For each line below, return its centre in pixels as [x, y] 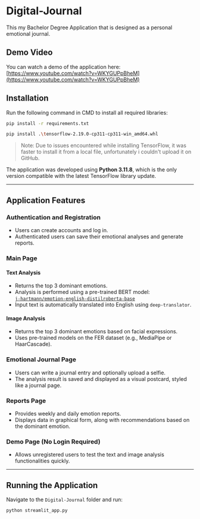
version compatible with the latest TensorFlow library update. [81, 176]
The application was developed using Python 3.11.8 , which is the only [92, 170]
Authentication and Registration [54, 217]
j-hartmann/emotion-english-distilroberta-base [75, 299]
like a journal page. [38, 385]
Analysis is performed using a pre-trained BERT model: [82, 292]
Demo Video [29, 53]
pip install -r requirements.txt [48, 123]
